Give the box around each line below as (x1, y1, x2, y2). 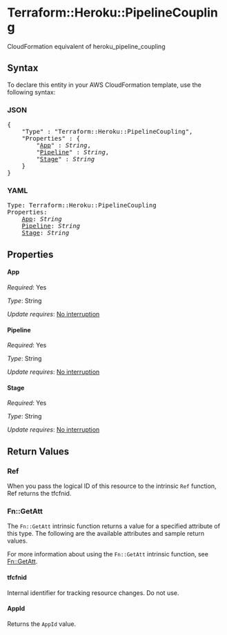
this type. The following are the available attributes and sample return (7, 530, 205, 538)
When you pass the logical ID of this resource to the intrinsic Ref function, (7, 482, 217, 490)
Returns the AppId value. (7, 619, 77, 628)
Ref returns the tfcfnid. (7, 490, 72, 498)
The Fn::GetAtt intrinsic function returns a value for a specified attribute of (7, 522, 221, 530)
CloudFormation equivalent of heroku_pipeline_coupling (7, 42, 166, 50)
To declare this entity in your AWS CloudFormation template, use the (7, 81, 201, 89)
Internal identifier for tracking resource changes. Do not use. (7, 588, 179, 597)
